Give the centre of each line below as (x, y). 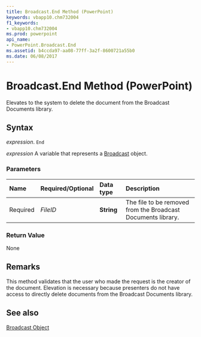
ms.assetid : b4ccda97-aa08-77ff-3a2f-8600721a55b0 (71, 51)
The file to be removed (157, 202)
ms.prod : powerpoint (32, 34)
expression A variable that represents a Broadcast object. (77, 154)
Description (142, 188)
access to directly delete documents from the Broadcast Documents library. (100, 294)
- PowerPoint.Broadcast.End (41, 45)
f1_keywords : (22, 23)
